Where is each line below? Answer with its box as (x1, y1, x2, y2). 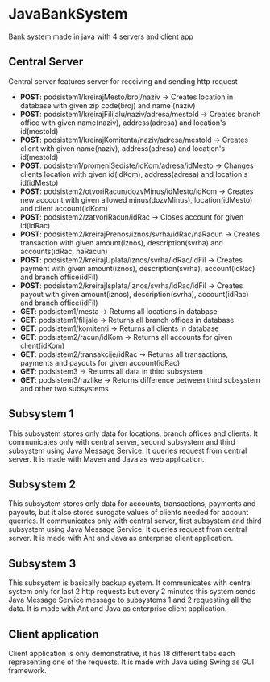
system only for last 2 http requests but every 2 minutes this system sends (8, 587, 256, 596)
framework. (8, 666, 47, 675)
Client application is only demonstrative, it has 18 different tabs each (8, 649, 235, 658)
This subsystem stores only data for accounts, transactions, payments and (8, 499, 256, 508)
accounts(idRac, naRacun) (19, 246, 108, 256)
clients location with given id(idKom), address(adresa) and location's (19, 169, 248, 178)
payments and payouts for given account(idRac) (19, 358, 181, 367)
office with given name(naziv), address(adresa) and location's (19, 118, 226, 128)
